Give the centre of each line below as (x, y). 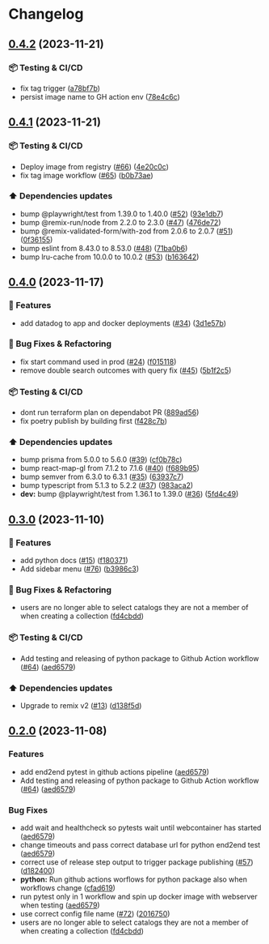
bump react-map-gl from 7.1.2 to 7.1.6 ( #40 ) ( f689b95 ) (110, 468)
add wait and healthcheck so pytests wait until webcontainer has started (141, 828)
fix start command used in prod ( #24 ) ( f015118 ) (98, 361)
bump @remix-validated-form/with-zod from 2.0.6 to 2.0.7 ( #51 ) (126, 231)
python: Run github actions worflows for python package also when (134, 879)
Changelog (46, 14)
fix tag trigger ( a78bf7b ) (60, 88)
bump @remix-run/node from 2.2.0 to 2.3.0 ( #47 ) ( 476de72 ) (120, 222)
